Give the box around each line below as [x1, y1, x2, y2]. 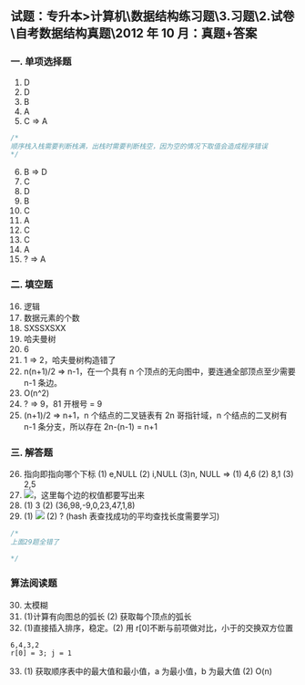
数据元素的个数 [23, 312, 80, 323]
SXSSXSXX [23, 322, 66, 333]
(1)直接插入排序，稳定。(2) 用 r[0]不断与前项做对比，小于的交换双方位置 [23, 622, 294, 633]
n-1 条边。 [23, 377, 63, 388]
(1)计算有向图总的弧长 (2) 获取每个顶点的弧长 [23, 610, 192, 622]
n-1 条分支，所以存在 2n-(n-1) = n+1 [23, 420, 158, 431]
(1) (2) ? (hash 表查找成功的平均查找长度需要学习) [23, 510, 220, 522]
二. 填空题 [10, 278, 54, 291]
